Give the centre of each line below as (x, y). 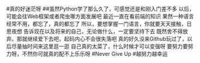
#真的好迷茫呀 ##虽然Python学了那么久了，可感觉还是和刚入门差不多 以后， (101, 9)
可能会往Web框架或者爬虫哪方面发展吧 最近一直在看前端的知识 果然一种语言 (100, 16)
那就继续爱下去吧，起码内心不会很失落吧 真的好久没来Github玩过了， (102, 39)
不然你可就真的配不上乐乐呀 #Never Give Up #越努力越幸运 (95, 54)
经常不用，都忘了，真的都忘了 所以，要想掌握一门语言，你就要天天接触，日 (99, 24)
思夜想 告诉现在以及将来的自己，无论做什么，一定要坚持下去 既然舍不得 (95, 31)
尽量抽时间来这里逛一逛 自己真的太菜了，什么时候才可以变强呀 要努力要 (99, 46)
